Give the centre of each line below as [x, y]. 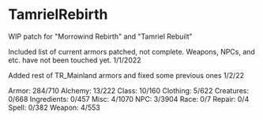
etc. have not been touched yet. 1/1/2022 [75, 60]
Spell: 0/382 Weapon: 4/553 [54, 107]
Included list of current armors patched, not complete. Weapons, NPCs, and [131, 51]
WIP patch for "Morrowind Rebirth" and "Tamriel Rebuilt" [101, 36]
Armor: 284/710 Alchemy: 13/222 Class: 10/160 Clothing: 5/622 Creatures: [129, 90]
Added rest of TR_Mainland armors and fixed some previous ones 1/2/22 [126, 75]
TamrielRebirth [58, 15]
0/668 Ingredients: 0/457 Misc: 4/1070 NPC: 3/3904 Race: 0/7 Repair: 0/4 [129, 99]
